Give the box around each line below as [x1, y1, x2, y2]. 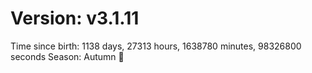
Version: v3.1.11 [10, 7, 140, 30]
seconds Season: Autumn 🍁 [10, 50, 125, 62]
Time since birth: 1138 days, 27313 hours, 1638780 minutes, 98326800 [10, 40, 302, 52]
